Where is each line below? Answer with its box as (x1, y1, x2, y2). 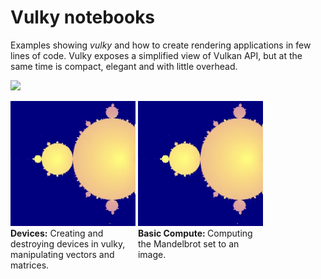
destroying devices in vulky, (10, 237, 126, 250)
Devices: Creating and (10, 227, 104, 239)
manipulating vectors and (10, 248, 115, 260)
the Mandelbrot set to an (137, 237, 240, 250)
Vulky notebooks (10, 6, 156, 29)
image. (137, 248, 167, 260)
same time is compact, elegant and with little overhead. (10, 60, 238, 72)
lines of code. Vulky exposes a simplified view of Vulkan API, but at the (10, 49, 303, 61)
